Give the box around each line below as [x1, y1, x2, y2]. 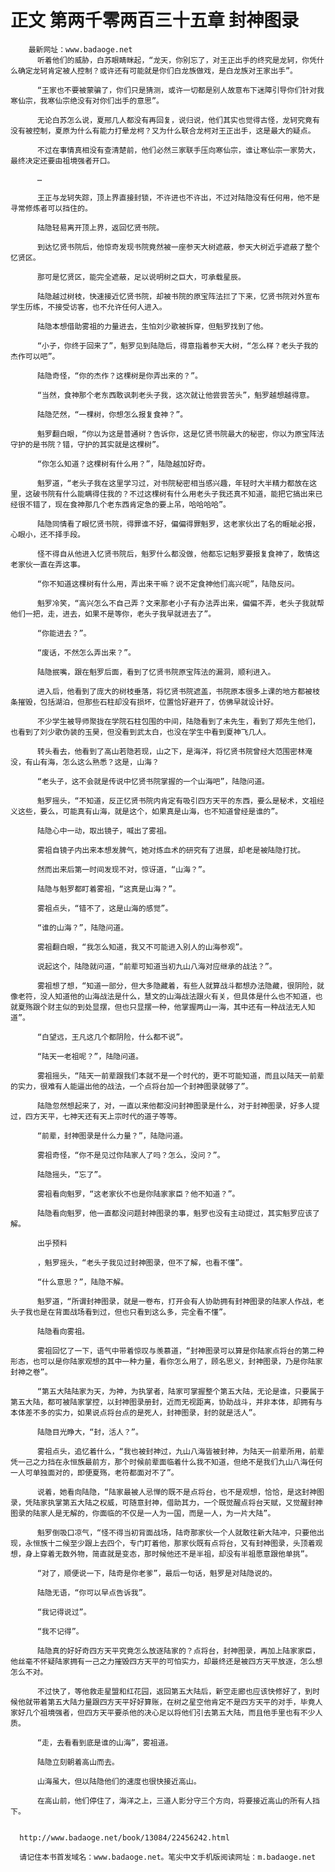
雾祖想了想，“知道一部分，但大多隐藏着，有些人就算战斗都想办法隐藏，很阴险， [36, 981, 318, 991]
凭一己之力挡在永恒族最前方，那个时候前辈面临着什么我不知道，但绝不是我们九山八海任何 [10, 1457, 323, 1467]
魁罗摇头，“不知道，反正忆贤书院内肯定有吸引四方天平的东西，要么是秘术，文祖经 [36, 796, 325, 806]
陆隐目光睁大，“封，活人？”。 [36, 1427, 143, 1437]
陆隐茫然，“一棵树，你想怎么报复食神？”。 [36, 409, 188, 420]
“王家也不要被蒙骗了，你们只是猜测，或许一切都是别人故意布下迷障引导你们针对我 [36, 85, 325, 95]
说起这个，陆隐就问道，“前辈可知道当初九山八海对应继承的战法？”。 [36, 961, 277, 971]
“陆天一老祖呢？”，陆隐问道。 [36, 1051, 143, 1061]
